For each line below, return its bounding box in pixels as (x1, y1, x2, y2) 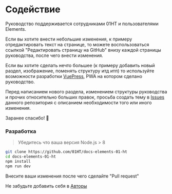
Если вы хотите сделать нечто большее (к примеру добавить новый (5, 62, 155, 68)
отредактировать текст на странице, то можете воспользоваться (5, 41, 149, 47)
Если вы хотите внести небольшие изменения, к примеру (5, 36, 132, 42)
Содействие (5, 4, 61, 15)
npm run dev (5, 163, 31, 169)
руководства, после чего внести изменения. (5, 52, 104, 59)
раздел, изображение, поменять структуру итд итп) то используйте (5, 68, 155, 74)
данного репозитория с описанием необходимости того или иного (5, 99, 152, 106)
